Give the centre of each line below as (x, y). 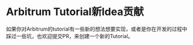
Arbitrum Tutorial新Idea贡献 (75, 12)
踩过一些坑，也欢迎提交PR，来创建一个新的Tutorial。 (70, 36)
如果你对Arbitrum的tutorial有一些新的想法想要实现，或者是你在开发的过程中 (97, 29)
